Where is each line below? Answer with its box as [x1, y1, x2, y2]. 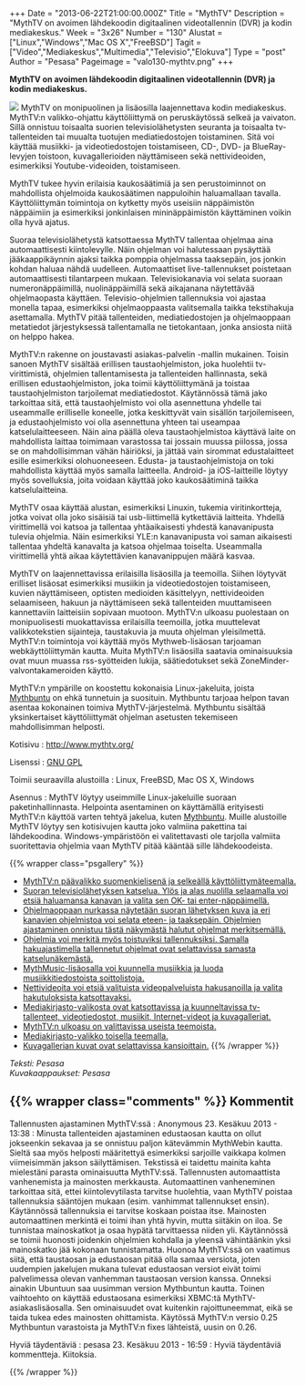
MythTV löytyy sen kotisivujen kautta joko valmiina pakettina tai [9, 821, 248, 832]
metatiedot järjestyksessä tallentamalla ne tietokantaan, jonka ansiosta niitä [9, 322, 292, 332]
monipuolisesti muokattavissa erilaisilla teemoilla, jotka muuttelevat [9, 617, 261, 627]
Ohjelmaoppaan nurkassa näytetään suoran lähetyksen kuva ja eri [22, 905, 270, 915]
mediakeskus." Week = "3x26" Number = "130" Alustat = [9, 27, 223, 37]
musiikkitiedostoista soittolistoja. [22, 972, 145, 983]
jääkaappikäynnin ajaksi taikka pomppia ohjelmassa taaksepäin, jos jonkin [9, 254, 287, 264]
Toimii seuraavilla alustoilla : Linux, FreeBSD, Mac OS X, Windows [9, 775, 255, 785]
